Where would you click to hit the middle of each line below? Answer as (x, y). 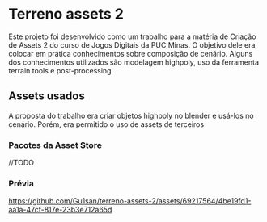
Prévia (21, 183)
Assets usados (47, 96)
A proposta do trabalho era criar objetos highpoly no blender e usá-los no (131, 115)
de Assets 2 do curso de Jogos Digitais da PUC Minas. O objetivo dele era (132, 44)
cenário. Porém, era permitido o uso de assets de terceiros (106, 124)
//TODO (21, 163)
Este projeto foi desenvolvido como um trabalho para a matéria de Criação (132, 36)
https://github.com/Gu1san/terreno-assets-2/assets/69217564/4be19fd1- (130, 201)
